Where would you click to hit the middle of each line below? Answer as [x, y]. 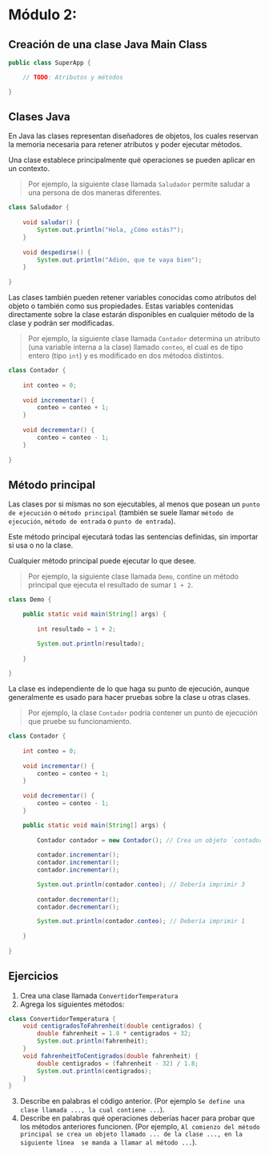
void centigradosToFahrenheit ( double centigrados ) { [112, 1026]
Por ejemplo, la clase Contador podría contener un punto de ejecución [143, 713]
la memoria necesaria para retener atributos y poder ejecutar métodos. [125, 144]
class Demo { [30, 600]
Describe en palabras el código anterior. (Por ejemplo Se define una [132, 1101]
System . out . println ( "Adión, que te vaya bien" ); [120, 260]
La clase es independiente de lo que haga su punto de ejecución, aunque [129, 689]
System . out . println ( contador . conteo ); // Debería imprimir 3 [141, 885]
